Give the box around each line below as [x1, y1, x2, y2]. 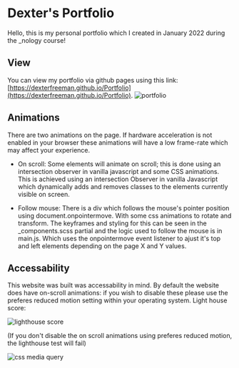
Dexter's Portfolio [7, 5, 115, 21]
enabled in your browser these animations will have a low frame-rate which [7, 138, 228, 147]
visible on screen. [17, 190, 70, 198]
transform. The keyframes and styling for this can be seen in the [17, 219, 207, 228]
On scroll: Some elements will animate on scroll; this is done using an [17, 159, 221, 168]
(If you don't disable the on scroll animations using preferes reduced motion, [7, 332, 233, 340]
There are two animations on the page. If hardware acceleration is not [7, 131, 213, 139]
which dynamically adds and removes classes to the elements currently [17, 182, 228, 190]
